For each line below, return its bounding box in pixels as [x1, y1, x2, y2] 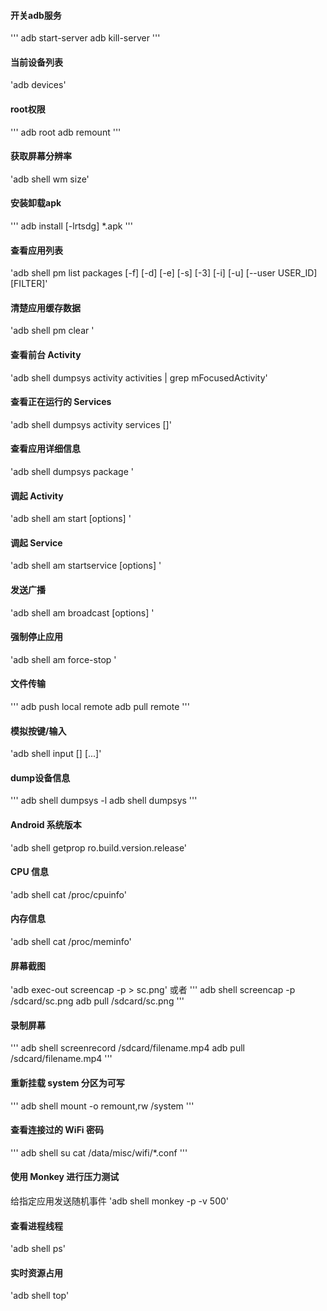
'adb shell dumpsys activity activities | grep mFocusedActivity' [10, 371, 268, 384]
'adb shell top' [10, 1290, 70, 1302]
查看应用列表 [10, 244, 63, 256]
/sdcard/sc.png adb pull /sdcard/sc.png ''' [10, 995, 185, 1007]
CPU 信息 [10, 866, 49, 878]
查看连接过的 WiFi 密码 [10, 1124, 104, 1136]
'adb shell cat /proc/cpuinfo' [10, 888, 127, 900]
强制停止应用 [10, 631, 63, 643]
